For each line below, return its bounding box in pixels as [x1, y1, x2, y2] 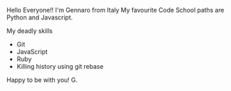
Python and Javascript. [6, 13, 73, 22]
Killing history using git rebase [16, 63, 104, 70]
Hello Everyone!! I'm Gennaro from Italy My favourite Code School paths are [6, 6, 225, 14]
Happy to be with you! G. [6, 76, 78, 84]
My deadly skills [6, 27, 53, 35]
